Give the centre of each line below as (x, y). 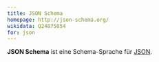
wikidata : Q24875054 (37, 26)
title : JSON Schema (35, 13)
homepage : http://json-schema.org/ (58, 20)
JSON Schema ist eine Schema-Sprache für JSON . (80, 52)
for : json (21, 32)
